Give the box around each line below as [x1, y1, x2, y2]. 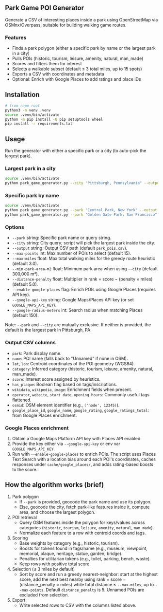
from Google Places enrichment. [12, 412, 77, 418]
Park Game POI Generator [5, 4, 84, 12]
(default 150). [12, 313, 39, 318]
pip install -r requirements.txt [5, 121, 73, 126]
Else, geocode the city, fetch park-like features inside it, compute [19, 504, 150, 510]
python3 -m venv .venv [5, 108, 51, 112]
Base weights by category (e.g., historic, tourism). [19, 540, 119, 546]
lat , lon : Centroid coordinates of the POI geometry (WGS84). [12, 360, 135, 367]
